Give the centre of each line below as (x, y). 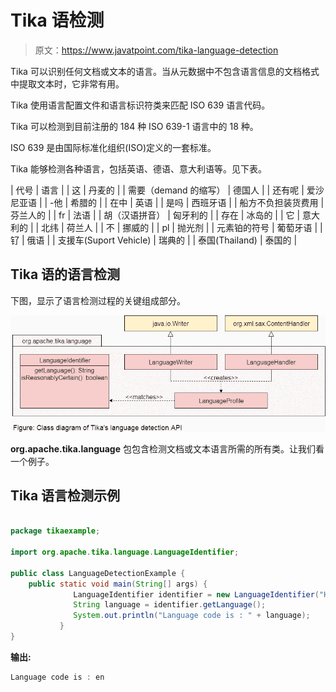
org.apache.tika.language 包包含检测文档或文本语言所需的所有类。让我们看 (167, 448)
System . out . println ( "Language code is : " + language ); (192, 616)
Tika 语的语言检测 (65, 274)
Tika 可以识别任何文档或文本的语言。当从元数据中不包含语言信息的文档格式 (165, 71)
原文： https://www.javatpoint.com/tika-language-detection (156, 50)
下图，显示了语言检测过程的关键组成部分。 (98, 300)
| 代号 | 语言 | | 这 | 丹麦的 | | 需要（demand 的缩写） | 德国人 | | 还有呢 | (157, 190)
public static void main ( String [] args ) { (118, 584)
